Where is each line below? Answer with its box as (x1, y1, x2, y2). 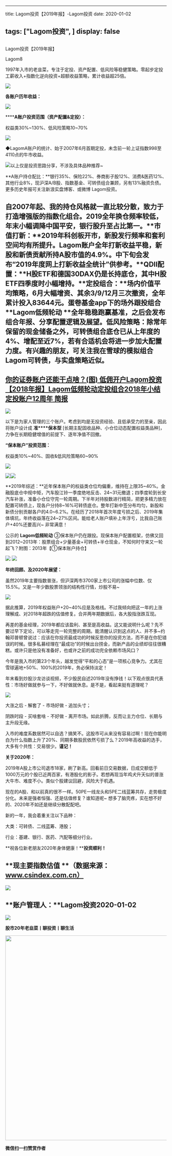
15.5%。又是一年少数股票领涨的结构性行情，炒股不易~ (5, 584, 120, 590)
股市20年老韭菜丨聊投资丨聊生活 (5, 925, 74, 931)
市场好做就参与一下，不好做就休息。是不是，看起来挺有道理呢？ (14, 681, 149, 688)
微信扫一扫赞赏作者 (5, 1145, 46, 1151)
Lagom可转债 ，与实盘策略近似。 (5, 356, 109, 365)
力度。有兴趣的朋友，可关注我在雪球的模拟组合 (5, 347, 154, 355)
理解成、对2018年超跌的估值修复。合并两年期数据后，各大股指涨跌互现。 (5, 610, 159, 617)
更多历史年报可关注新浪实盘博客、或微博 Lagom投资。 (5, 186, 120, 192)
